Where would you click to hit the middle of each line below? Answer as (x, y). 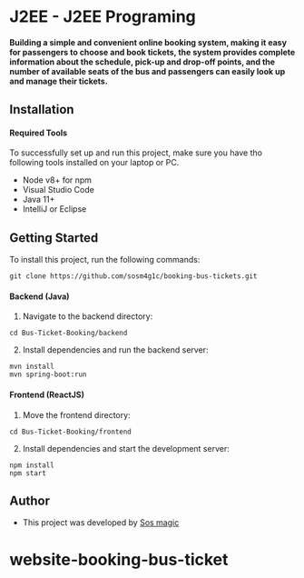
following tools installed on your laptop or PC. (94, 163)
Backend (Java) (39, 296)
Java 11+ (39, 199)
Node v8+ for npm (57, 180)
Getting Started (54, 238)
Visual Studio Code (59, 190)
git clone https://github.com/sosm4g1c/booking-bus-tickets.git (133, 276)
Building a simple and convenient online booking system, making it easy (148, 42)
